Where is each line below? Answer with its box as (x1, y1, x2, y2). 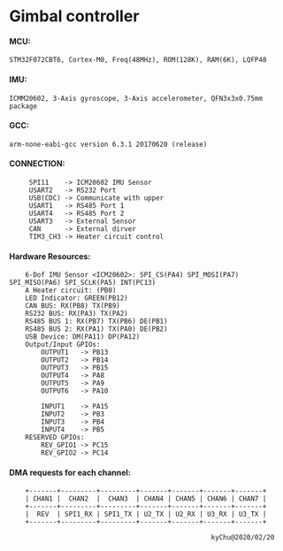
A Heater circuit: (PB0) (25, 286, 117, 295)
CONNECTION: (9, 158, 65, 169)
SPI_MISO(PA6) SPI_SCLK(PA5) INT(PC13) (9, 279, 157, 287)
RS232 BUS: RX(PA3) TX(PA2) (25, 310, 128, 318)
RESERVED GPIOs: (25, 433, 86, 442)
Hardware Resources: (9, 250, 91, 262)
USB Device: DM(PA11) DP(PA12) (25, 333, 141, 341)
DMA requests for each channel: (9, 467, 131, 478)
